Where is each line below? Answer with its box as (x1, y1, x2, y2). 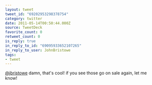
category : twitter (5, 16, 42, 21)
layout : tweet (5, 7, 34, 12)
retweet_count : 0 (5, 34, 40, 39)
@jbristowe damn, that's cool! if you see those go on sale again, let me (5, 70, 147, 76)
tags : (5, 52, 16, 57)
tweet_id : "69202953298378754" (5, 12, 69, 17)
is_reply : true (5, 39, 36, 44)
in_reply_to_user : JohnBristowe (5, 48, 71, 52)
